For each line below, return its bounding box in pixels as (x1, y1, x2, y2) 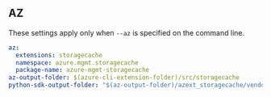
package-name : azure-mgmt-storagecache (15, 66, 150, 74)
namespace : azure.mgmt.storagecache (15, 58, 139, 67)
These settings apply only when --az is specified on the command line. (8, 27, 244, 37)
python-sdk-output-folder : (8, 81, 99, 90)
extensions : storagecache (15, 51, 103, 59)
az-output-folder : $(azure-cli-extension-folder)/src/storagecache (8, 74, 240, 82)
